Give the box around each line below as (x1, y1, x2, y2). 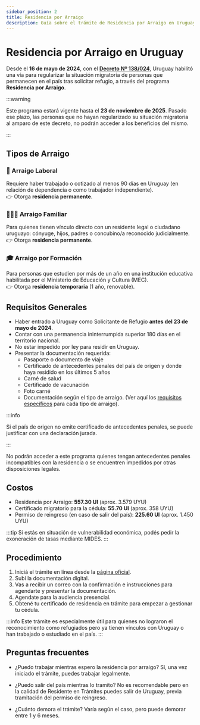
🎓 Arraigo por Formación (6, 254, 82, 262)
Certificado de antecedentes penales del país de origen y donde (23, 362, 182, 370)
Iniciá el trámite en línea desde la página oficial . (14, 568, 132, 576)
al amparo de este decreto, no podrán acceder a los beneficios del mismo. (6, 120, 189, 127)
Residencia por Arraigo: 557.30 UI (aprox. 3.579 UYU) (14, 498, 147, 506)
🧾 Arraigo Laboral (6, 166, 58, 174)
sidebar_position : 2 (6, 8, 58, 15)
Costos (6, 483, 34, 493)
